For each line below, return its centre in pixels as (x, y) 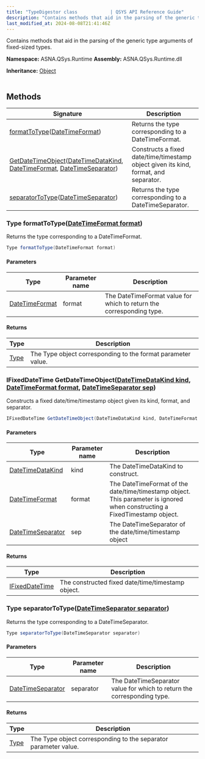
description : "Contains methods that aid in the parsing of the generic (101, 18)
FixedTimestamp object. (144, 515)
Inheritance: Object (31, 71)
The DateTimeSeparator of (148, 524)
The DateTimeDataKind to (146, 466)
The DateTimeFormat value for (148, 296)
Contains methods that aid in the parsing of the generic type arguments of (100, 41)
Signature (67, 114)
